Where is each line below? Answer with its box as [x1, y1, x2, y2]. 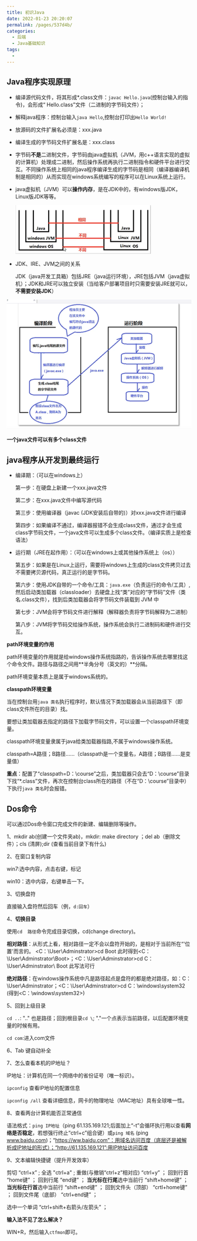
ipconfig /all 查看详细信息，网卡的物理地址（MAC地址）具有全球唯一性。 [6, 1097, 188, 1104]
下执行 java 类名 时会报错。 [6, 785, 70, 792]
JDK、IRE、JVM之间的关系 [15, 260, 81, 267]
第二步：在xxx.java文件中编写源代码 [15, 497, 102, 504]
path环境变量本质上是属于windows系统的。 [6, 673, 111, 680]
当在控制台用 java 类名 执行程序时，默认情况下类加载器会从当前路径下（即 [6, 698, 183, 705]
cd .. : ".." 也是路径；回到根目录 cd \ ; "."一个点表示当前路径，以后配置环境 [6, 1015, 184, 1022]
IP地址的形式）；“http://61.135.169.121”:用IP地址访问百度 [16, 1144, 148, 1151]
